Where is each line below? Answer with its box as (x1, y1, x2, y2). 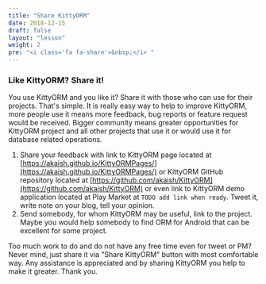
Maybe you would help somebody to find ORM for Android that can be (19, 217, 250, 227)
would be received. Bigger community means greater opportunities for (8, 118, 239, 128)
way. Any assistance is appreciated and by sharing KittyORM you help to (8, 259, 246, 268)
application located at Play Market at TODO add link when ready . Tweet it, (19, 192, 259, 202)
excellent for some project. (19, 226, 108, 236)
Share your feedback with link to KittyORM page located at (19, 150, 212, 159)
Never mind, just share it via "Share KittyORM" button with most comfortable (8, 250, 259, 259)
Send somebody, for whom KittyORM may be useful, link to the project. (19, 209, 253, 219)
